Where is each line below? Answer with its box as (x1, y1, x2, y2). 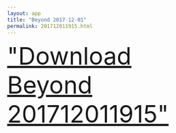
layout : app (7, 10, 41, 17)
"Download (7, 42, 132, 72)
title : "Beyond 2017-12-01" (7, 16, 87, 23)
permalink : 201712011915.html (7, 23, 93, 29)
